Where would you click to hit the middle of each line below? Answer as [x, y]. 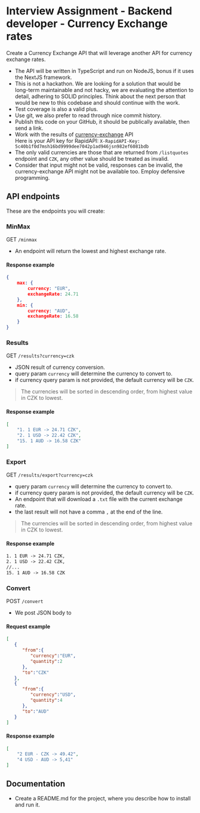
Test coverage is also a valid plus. [56, 109]
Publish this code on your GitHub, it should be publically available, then [102, 121]
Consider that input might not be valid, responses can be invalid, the [99, 165]
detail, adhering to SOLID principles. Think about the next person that [100, 96]
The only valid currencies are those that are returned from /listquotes [102, 152]
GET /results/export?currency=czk [50, 475]
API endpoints [33, 196]
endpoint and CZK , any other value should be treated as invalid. [92, 158]
